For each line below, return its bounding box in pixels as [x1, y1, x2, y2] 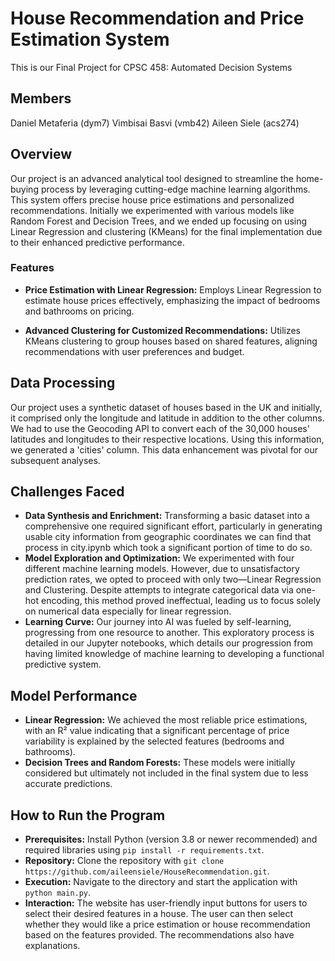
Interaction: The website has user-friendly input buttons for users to [24, 897, 308, 909]
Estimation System [10, 28, 170, 51]
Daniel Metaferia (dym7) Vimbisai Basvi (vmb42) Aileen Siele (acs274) [10, 117, 300, 129]
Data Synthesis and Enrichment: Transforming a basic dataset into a [24, 510, 310, 522]
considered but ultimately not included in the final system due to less [24, 767, 309, 779]
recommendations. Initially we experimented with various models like [10, 204, 295, 216]
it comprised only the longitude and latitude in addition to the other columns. [10, 412, 325, 424]
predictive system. [24, 658, 102, 671]
